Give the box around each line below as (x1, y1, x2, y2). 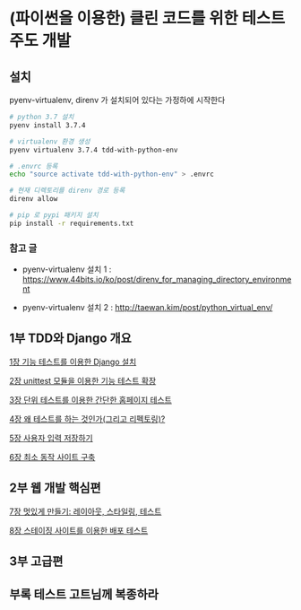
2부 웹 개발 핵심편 (9, 481, 101, 496)
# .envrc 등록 (9, 161, 58, 170)
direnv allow (9, 195, 58, 204)
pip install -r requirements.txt (9, 219, 134, 228)
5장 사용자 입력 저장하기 (9, 432, 93, 443)
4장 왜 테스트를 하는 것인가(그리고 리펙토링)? (9, 414, 166, 424)
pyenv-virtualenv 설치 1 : (21, 264, 112, 274)
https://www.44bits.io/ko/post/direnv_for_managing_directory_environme (21, 274, 292, 285)
